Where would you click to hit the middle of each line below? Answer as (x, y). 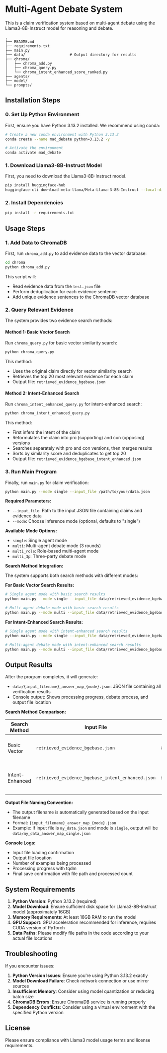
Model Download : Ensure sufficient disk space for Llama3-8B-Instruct (84, 907)
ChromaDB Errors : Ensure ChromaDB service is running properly (79, 1002)
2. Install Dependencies (34, 203)
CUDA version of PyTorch (39, 928)
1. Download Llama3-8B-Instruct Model (53, 165)
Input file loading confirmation (43, 853)
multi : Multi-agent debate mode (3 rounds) (56, 546)
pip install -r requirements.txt (40, 213)
